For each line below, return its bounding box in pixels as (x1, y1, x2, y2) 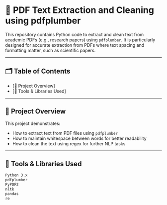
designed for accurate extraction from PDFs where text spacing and (5, 42, 145, 48)
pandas (5, 191, 19, 196)
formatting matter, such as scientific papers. (5, 47, 96, 53)
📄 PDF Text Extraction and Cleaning (5, 4, 154, 16)
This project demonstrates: (5, 120, 61, 126)
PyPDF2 (5, 182, 19, 187)
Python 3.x (5, 173, 28, 178)
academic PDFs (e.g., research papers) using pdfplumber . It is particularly (5, 37, 156, 43)
